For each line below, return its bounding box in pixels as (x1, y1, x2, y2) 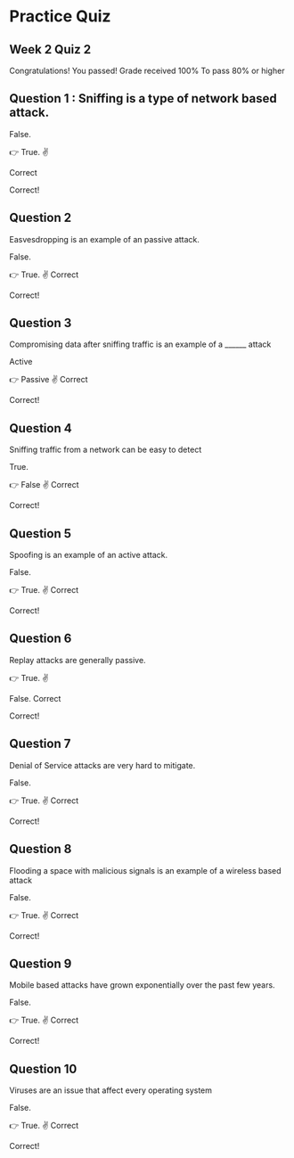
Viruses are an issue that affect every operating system (9, 1085, 212, 1096)
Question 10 (9, 1061, 78, 1076)
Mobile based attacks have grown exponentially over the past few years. (9, 980, 275, 990)
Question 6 (9, 631, 72, 646)
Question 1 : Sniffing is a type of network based (9, 91, 278, 106)
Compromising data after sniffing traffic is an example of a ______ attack (9, 339, 272, 349)
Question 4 (9, 421, 73, 436)
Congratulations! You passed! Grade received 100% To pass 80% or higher (9, 65, 285, 76)
